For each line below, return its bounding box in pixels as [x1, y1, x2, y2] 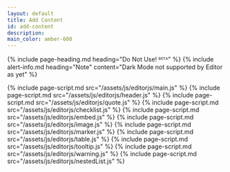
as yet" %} [7, 70, 38, 79]
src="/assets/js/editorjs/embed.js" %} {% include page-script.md [7, 113, 194, 122]
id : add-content [7, 23, 54, 30]
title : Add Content [7, 17, 64, 23]
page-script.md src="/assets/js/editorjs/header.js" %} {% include [7, 91, 194, 99]
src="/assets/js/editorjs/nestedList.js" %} [7, 157, 126, 166]
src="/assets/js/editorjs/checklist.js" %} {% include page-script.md [7, 106, 200, 114]
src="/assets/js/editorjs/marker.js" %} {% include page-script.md [7, 128, 194, 136]
